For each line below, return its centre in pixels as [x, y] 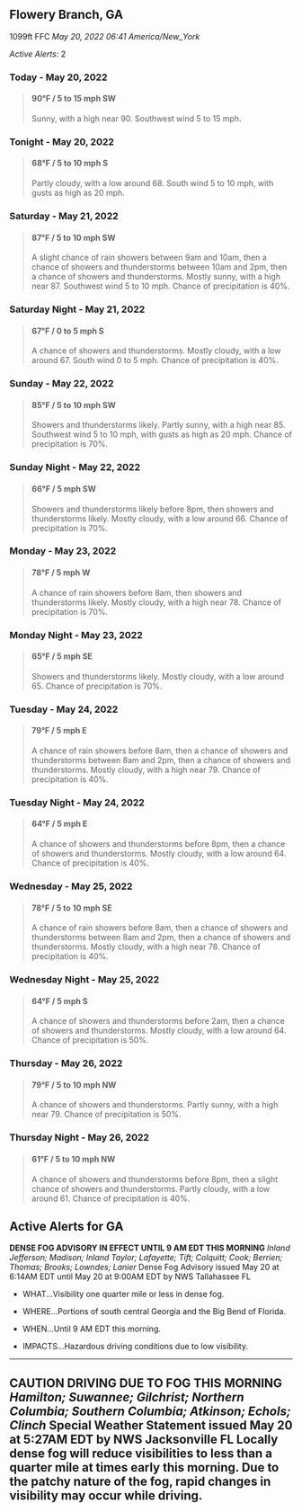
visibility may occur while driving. [106, 1495]
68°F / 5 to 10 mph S [70, 163]
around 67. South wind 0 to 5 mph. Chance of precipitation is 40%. [155, 360]
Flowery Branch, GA [67, 15]
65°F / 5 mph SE [62, 656]
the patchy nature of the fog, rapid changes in [140, 1481]
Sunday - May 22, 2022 [62, 384]
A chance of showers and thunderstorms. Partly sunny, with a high [155, 1105]
